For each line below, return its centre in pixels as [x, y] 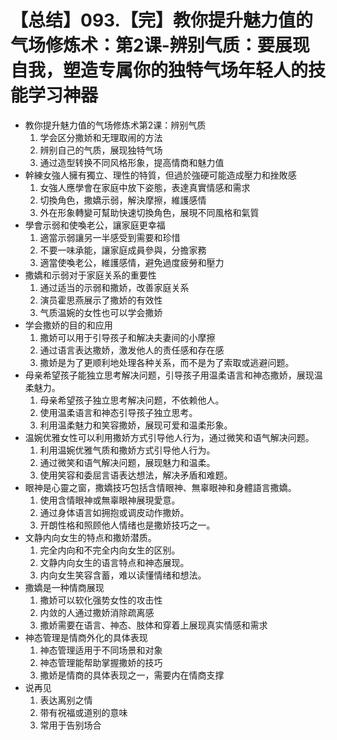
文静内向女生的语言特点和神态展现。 [114, 562]
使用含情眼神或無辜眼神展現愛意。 [110, 500]
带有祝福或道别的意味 [83, 712]
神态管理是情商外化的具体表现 [86, 637]
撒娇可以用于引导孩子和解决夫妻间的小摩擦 [127, 337]
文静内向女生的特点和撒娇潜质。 [90, 537]
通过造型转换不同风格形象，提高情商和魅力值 [132, 162]
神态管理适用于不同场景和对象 [101, 650]
